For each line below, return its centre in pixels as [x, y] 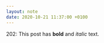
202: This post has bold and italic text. [53, 34]
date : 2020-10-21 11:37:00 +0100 [47, 17]
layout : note [22, 11]
